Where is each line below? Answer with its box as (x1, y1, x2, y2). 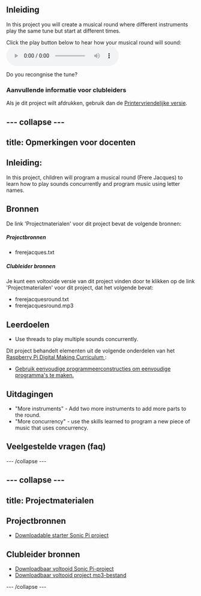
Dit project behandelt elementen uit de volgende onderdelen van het (6, 347, 175, 354)
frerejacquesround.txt (14, 296, 69, 303)
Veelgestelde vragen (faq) (6, 441, 106, 452)
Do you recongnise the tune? (6, 70, 78, 78)
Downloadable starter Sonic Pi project (14, 532, 109, 539)
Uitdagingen (6, 389, 53, 399)
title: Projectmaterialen (6, 496, 94, 506)
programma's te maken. (14, 372, 74, 379)
